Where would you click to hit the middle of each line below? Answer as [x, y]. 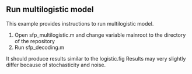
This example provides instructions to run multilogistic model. [80, 23]
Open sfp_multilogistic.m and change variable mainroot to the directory [100, 35]
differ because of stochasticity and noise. [56, 65]
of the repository [35, 41]
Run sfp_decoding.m [39, 47]
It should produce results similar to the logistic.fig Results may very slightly [96, 58]
